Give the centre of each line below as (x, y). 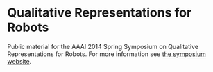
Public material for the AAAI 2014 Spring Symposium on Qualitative (103, 46)
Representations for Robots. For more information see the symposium (106, 54)
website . (19, 61)
